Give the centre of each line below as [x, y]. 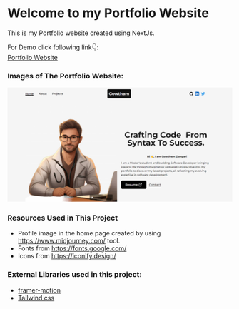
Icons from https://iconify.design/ [67, 256]
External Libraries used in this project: [75, 275]
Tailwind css [36, 298]
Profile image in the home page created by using [89, 233]
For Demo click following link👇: [53, 47]
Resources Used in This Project [63, 218]
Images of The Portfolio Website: [66, 76]
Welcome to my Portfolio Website [108, 13]
